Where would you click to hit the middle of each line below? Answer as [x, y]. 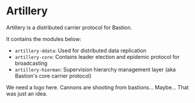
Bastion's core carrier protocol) [53, 76]
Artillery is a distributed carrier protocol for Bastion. [69, 27]
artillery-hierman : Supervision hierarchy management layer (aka [95, 69]
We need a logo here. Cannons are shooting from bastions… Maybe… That [97, 87]
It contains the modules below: [44, 39]
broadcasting [31, 63]
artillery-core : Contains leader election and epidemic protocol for [97, 57]
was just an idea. [27, 93]
